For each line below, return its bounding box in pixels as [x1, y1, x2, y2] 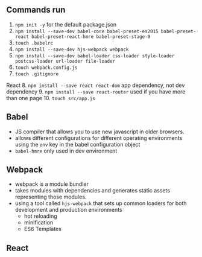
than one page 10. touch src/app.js [6, 94, 95, 101]
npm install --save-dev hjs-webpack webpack [14, 46, 129, 52]
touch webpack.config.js [14, 65, 78, 71]
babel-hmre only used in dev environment [14, 147, 118, 154]
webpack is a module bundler [14, 180, 89, 188]
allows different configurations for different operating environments [14, 134, 183, 141]
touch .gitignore [14, 71, 59, 77]
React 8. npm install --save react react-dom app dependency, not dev [6, 81, 185, 89]
